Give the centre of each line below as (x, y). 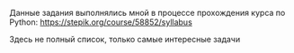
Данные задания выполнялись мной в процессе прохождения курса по (147, 13)
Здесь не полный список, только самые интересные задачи (125, 39)
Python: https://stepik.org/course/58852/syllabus (101, 22)
